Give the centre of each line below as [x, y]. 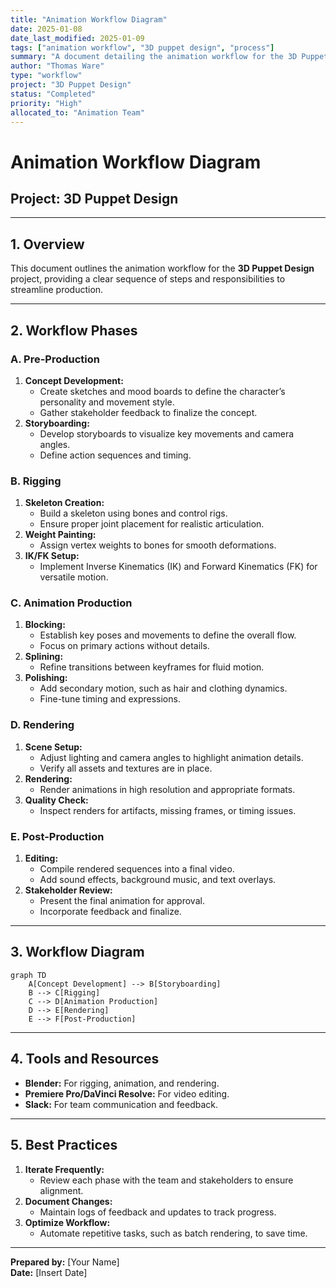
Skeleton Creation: [64, 503]
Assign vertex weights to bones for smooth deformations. [158, 545]
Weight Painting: [60, 535]
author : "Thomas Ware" [57, 66]
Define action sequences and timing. [115, 455]
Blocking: [45, 625]
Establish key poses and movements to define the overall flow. [168, 635]
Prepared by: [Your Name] [65, 1262]
